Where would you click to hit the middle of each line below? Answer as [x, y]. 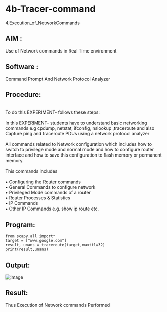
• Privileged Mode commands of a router [48, 193]
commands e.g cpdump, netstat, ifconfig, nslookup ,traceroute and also [80, 128]
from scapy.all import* [30, 236]
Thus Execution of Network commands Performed [58, 305]
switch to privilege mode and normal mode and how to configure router [80, 150]
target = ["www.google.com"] [36, 241]
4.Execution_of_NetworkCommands [43, 23]
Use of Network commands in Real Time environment [61, 50]
